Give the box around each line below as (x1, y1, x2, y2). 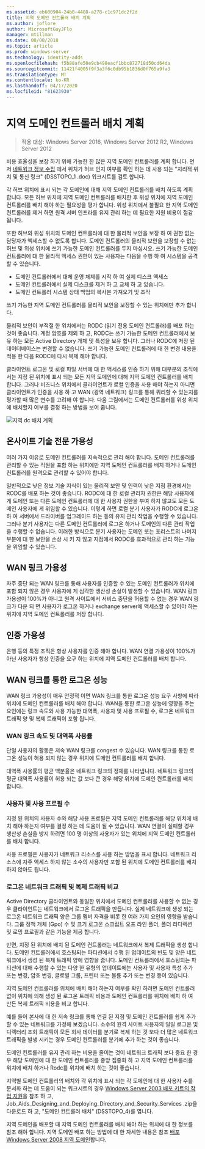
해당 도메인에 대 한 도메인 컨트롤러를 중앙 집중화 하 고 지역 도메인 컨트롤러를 (12, 1056, 193, 1063)
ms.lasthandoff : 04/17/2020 (6, 83, 78, 89)
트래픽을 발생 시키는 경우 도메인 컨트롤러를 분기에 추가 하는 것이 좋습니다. (6, 1035, 181, 1043)
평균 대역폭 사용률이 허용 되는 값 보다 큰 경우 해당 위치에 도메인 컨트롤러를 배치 (6, 775, 193, 782)
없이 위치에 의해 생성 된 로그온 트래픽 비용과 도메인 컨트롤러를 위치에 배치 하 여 (6, 992, 193, 999)
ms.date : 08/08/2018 (6, 37, 59, 43)
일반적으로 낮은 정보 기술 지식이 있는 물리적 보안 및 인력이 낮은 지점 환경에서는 (6, 482, 192, 489)
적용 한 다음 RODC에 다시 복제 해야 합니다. (6, 352, 108, 359)
